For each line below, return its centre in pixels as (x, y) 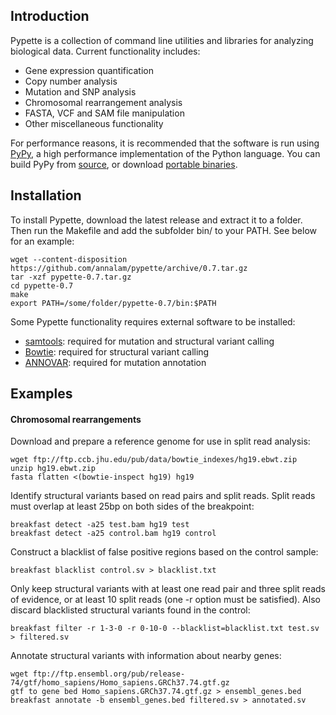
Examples (41, 394)
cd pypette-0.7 (42, 285)
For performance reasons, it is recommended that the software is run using (165, 143)
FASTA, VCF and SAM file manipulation (104, 113)
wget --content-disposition (69, 259)
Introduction (50, 16)
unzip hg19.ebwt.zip (53, 469)
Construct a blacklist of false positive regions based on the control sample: (164, 552)
